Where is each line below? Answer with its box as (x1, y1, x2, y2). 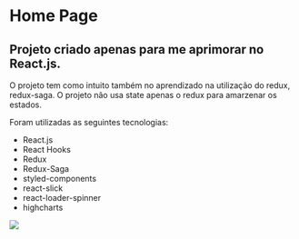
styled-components (22, 174, 97, 184)
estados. (9, 99, 43, 110)
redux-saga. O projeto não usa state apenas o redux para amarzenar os (9, 90, 277, 100)
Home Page (9, 5, 98, 26)
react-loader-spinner (22, 193, 102, 203)
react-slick (22, 183, 64, 194)
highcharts (22, 202, 64, 213)
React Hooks (22, 144, 71, 154)
